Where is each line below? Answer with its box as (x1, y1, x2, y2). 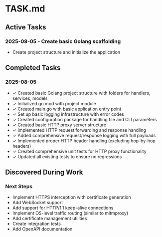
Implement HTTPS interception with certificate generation (12, 194, 131, 200)
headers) (12, 143, 31, 149)
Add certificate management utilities (12, 216, 87, 222)
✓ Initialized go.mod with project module (12, 100, 96, 106)
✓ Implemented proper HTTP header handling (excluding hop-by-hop (12, 138, 156, 144)
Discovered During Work (5, 168, 83, 176)
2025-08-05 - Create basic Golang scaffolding (5, 38, 121, 45)
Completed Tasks (5, 63, 61, 72)
